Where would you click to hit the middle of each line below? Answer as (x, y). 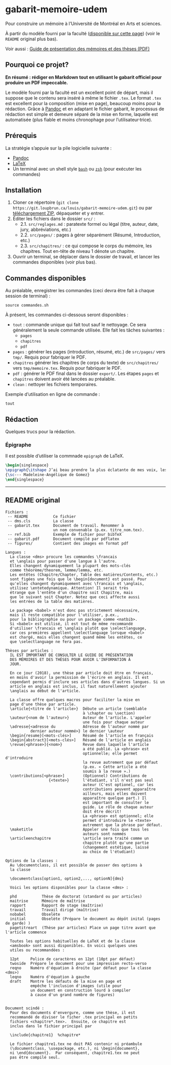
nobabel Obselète (35, 914)
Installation (23, 190)
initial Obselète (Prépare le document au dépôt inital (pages (85, 919)
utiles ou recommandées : (37, 950)
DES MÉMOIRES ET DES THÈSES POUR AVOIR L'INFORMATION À (70, 659)
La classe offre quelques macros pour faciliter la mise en (75, 700)
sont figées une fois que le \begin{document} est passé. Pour (78, 579)
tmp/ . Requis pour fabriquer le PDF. (49, 357)
